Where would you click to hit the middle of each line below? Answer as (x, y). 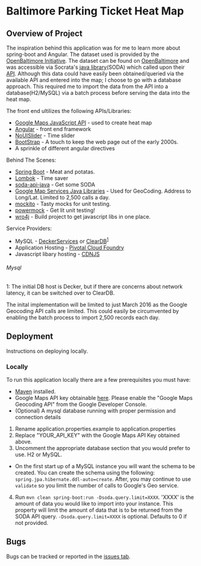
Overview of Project (45, 34)
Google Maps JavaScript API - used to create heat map (83, 123)
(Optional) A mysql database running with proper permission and (95, 410)
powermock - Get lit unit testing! (55, 210)
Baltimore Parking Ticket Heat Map (95, 11)
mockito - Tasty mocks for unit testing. (63, 204)
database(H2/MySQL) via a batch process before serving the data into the (98, 93)
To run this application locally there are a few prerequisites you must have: (98, 379)
